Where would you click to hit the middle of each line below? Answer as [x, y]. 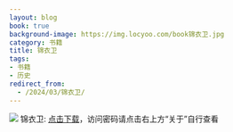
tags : [19, 59]
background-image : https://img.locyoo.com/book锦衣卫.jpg [117, 34]
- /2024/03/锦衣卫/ [51, 92]
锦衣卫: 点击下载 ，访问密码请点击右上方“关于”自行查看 [120, 119]
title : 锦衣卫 [33, 51]
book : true [29, 26]
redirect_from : [37, 84]
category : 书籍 [36, 42]
